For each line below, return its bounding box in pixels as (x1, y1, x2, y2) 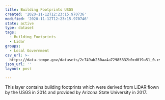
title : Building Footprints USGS (5, 7, 74, 12)
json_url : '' (5, 62, 32, 67)
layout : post (5, 67, 32, 72)
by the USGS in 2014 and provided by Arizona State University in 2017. (5, 89, 147, 95)
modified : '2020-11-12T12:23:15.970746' (5, 16, 89, 21)
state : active (5, 21, 34, 26)
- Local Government (9, 48, 50, 53)
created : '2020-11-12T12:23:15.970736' (5, 12, 87, 17)
